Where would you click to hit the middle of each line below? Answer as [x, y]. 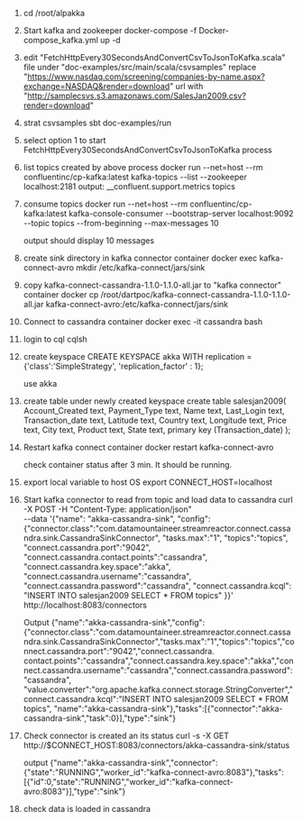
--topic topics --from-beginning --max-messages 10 [121, 223]
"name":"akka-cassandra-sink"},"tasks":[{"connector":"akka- [168, 708]
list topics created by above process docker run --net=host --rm [143, 167]
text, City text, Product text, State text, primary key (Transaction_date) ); [157, 430]
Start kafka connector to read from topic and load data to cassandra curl [158, 500]
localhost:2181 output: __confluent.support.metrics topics [129, 187]
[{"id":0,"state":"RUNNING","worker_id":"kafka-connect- [128, 782]
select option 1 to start [64, 140]
